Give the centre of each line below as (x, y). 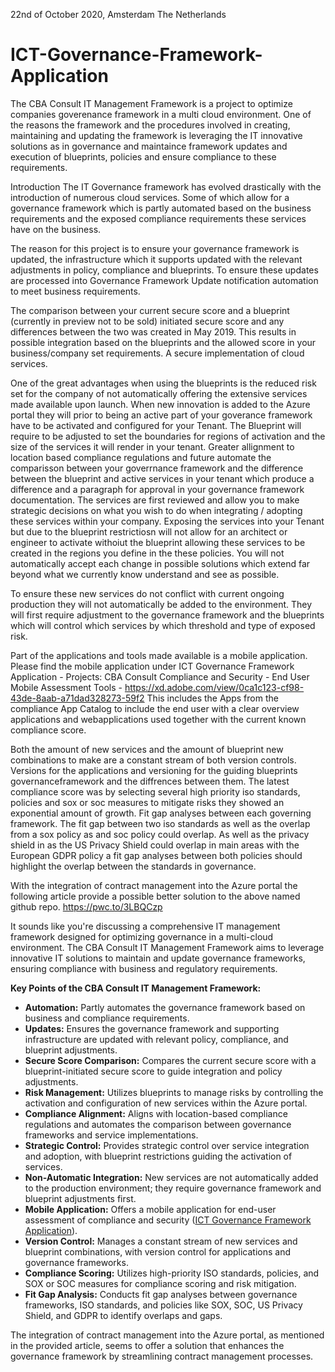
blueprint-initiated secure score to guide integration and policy (153, 1071)
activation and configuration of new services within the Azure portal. (166, 1103)
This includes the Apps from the (212, 698)
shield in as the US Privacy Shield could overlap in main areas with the (155, 845)
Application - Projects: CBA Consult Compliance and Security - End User (160, 676)
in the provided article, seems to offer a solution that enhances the (147, 1345)
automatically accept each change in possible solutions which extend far (160, 563)
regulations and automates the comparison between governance (158, 1124)
